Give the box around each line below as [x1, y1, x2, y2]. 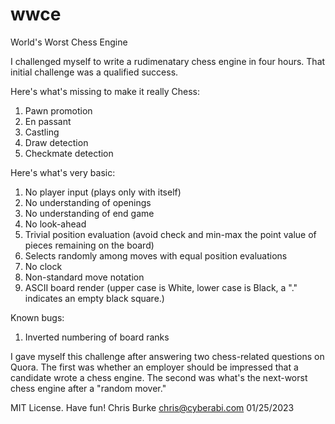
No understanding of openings [24, 196, 152, 208]
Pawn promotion [24, 104, 93, 117]
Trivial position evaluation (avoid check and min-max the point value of [24, 228, 317, 240]
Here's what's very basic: [10, 166, 116, 178]
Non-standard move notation [24, 271, 145, 283]
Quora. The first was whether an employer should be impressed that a [10, 361, 299, 373]
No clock [24, 260, 63, 272]
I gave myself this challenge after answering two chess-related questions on [10, 350, 325, 362]
